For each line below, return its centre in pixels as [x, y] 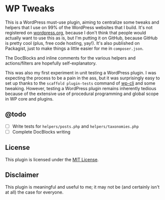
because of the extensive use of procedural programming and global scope [82, 94]
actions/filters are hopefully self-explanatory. [51, 63]
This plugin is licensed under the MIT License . [52, 159]
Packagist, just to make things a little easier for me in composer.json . [74, 48]
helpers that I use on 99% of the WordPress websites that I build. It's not [79, 27]
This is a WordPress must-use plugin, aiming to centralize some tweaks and [82, 22]
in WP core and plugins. [29, 99]
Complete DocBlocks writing [41, 132]
